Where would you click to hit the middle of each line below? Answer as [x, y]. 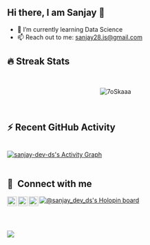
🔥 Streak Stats [39, 62]
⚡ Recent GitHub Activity [61, 127]
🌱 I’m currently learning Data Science [70, 29]
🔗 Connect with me [50, 184]
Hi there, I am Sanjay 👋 [56, 13]
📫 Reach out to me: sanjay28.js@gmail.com [80, 37]
